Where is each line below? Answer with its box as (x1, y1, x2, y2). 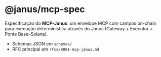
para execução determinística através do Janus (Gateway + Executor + (5, 25, 153, 31)
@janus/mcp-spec (5, 4, 85, 15)
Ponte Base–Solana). (5, 31, 48, 37)
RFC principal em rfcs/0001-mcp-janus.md (12, 46, 100, 52)
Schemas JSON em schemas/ (12, 40, 72, 46)
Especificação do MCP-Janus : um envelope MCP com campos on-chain (5, 20, 156, 26)
